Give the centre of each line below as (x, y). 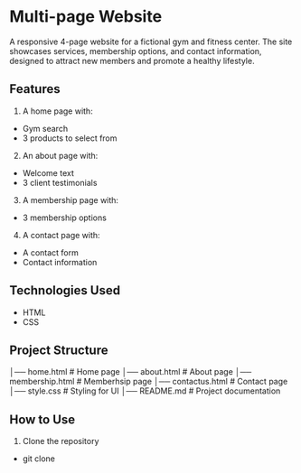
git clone (39, 459)
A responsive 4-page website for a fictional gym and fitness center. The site (151, 42)
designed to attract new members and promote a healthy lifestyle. (132, 60)
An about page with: (60, 155)
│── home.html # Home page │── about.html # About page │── (131, 372)
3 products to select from (70, 138)
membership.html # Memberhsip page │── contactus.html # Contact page (149, 382)
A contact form (51, 252)
